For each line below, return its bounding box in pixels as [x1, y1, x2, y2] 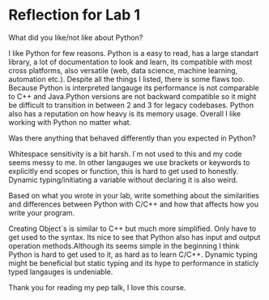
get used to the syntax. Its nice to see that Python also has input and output [8, 232, 261, 241]
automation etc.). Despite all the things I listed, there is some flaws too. [8, 74, 246, 84]
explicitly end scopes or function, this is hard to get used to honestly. [8, 166, 239, 176]
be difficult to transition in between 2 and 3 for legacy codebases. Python [8, 100, 254, 110]
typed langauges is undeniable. [8, 267, 113, 276]
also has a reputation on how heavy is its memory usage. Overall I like [8, 108, 241, 119]
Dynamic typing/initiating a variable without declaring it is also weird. [8, 175, 238, 185]
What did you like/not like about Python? [8, 33, 143, 42]
